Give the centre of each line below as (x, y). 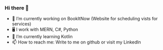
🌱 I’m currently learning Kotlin (42, 37)
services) (21, 24)
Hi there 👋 (17, 8)
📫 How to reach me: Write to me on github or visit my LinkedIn (77, 42)
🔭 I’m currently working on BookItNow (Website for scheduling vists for (85, 19)
